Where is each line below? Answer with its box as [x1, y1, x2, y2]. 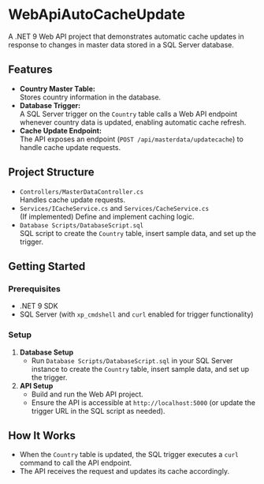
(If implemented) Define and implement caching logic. [19, 212, 195, 221]
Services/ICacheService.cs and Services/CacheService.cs [19, 203, 210, 212]
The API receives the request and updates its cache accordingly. [19, 467, 230, 476]
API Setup [19, 381, 54, 390]
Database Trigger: [19, 100, 81, 110]
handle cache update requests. [19, 142, 121, 152]
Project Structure [8, 166, 95, 179]
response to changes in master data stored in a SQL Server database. [8, 39, 234, 49]
